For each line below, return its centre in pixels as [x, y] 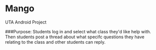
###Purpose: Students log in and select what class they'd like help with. [78, 31]
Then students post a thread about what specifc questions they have [75, 37]
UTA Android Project [26, 22]
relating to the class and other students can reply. [55, 42]
